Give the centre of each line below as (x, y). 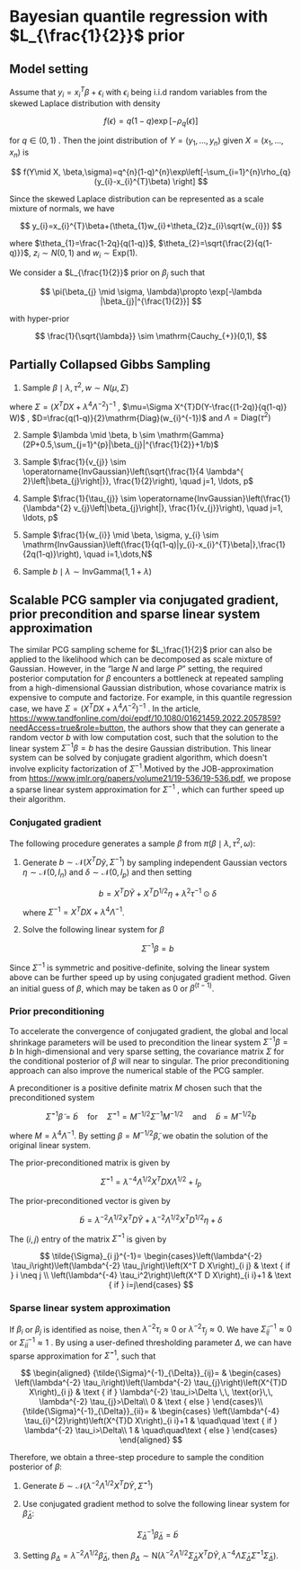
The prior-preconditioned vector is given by (90, 1201)
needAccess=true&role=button (66, 727)
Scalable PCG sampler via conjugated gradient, (144, 600)
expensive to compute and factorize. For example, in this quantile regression (151, 698)
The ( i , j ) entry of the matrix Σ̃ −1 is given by (88, 1238)
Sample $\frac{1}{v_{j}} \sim (74, 462)
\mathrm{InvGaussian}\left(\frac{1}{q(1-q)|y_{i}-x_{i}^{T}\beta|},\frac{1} (154, 545)
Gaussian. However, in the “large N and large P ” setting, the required (136, 669)
